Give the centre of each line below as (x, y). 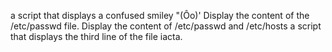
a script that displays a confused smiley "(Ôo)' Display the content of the (160, 15)
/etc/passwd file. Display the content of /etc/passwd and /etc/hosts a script (166, 26)
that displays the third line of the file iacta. (96, 36)
